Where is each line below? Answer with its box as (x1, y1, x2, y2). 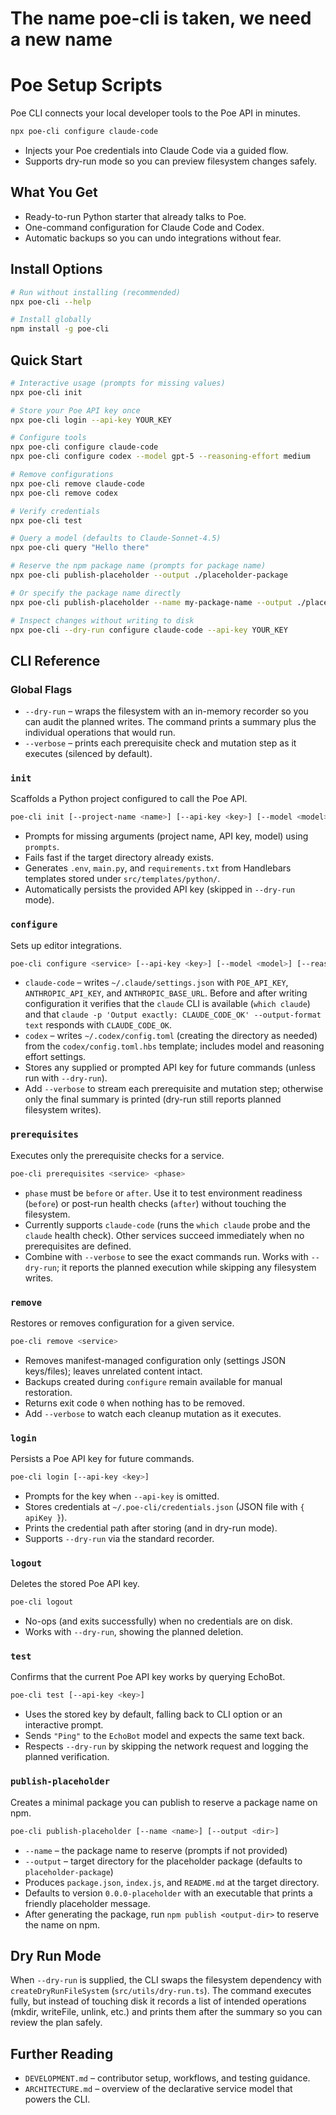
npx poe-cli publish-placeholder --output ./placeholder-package (10, 570, 288, 581)
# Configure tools (10, 433, 87, 443)
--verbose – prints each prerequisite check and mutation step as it (24, 737, 297, 749)
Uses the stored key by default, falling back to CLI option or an (24, 1708, 283, 1721)
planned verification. (24, 1751, 110, 1763)
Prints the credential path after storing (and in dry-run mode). (24, 1522, 278, 1534)
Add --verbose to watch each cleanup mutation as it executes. (24, 1407, 282, 1419)
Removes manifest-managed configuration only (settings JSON (24, 1354, 286, 1366)
